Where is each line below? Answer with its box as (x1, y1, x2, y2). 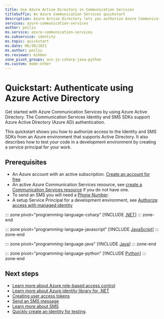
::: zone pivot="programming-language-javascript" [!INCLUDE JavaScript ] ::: (5, 226, 159, 232)
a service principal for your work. (5, 144, 72, 150)
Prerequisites (5, 158, 47, 167)
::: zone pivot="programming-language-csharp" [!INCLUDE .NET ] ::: (5, 211, 142, 217)
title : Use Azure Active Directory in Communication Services (5, 7, 134, 12)
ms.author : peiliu (5, 48, 42, 53)
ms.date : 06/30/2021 (5, 43, 47, 48)
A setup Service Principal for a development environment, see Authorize (12, 197, 158, 203)
